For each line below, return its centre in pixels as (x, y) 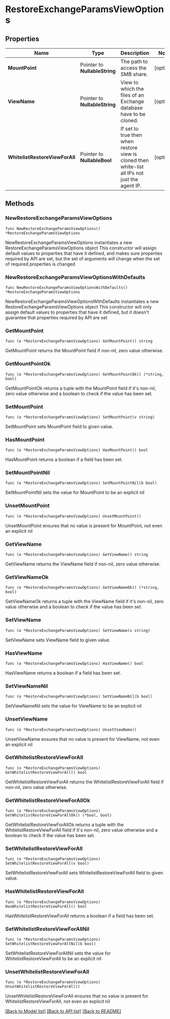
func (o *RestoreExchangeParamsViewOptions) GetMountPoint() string (79, 341)
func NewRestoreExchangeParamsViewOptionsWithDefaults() (67, 287)
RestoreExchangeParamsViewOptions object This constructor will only (78, 307)
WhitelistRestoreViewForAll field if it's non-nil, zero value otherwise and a (81, 830)
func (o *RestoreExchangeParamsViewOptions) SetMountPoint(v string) (80, 417)
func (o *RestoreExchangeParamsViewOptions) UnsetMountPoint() (73, 516)
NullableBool (96, 160)
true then (132, 135)
